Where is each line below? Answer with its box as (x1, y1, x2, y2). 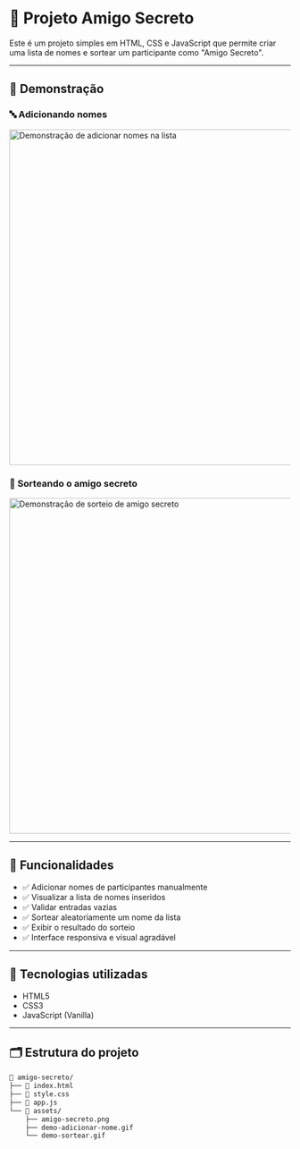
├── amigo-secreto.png (25, 1114, 110, 1124)
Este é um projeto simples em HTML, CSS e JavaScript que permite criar (9, 38, 277, 48)
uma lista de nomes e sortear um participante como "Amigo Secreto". (9, 47, 264, 57)
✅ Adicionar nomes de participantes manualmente (21, 881, 208, 892)
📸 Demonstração (9, 81, 104, 97)
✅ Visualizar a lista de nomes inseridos (21, 891, 166, 902)
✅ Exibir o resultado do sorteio (21, 922, 136, 932)
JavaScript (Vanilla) (21, 1009, 95, 1020)
